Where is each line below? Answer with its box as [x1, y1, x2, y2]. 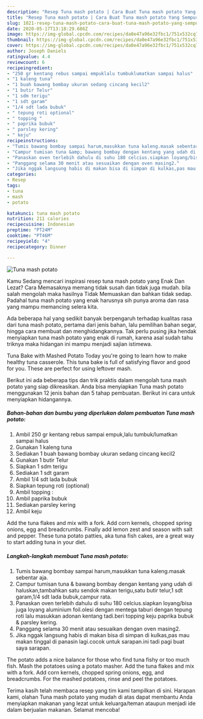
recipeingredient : [7, 64, 53, 71]
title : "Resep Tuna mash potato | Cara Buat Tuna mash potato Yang [7, 14, 180, 20]
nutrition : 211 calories [7, 216, 69, 222]
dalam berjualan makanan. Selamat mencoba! [7, 706, 120, 714]
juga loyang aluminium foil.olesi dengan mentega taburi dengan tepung [15, 606, 192, 614]
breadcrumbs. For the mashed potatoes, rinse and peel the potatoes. [7, 676, 178, 683]
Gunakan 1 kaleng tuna [15, 444, 72, 451]
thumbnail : [7, 37, 34, 43]
